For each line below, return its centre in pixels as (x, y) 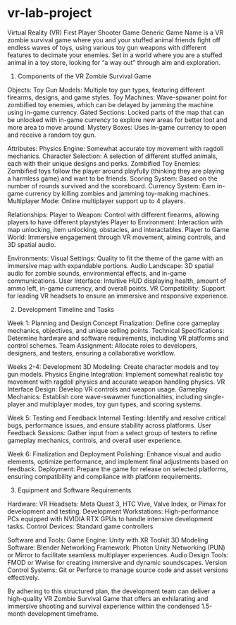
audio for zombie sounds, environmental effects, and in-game (97, 273)
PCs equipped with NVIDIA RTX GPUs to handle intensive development (110, 518)
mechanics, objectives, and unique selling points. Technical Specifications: (116, 330)
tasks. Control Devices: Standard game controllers (80, 526)
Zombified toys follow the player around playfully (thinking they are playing (116, 171)
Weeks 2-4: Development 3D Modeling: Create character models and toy (113, 366)
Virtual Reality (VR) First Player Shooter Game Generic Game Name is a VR (116, 32)
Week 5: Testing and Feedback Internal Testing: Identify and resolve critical (117, 418)
